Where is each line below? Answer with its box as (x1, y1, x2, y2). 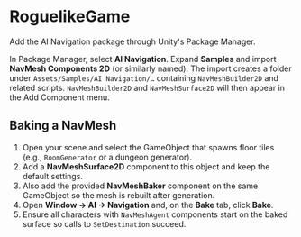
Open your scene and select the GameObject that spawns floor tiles (22, 141, 275, 152)
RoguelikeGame (9, 6, 131, 27)
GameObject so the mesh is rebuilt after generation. (22, 189, 215, 200)
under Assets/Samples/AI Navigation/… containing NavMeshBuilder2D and (9, 72, 279, 83)
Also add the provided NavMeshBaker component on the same (22, 180, 259, 191)
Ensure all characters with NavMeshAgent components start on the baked (22, 209, 288, 220)
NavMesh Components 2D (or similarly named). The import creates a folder (9, 63, 292, 74)
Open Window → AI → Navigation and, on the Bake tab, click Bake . (22, 199, 274, 210)
